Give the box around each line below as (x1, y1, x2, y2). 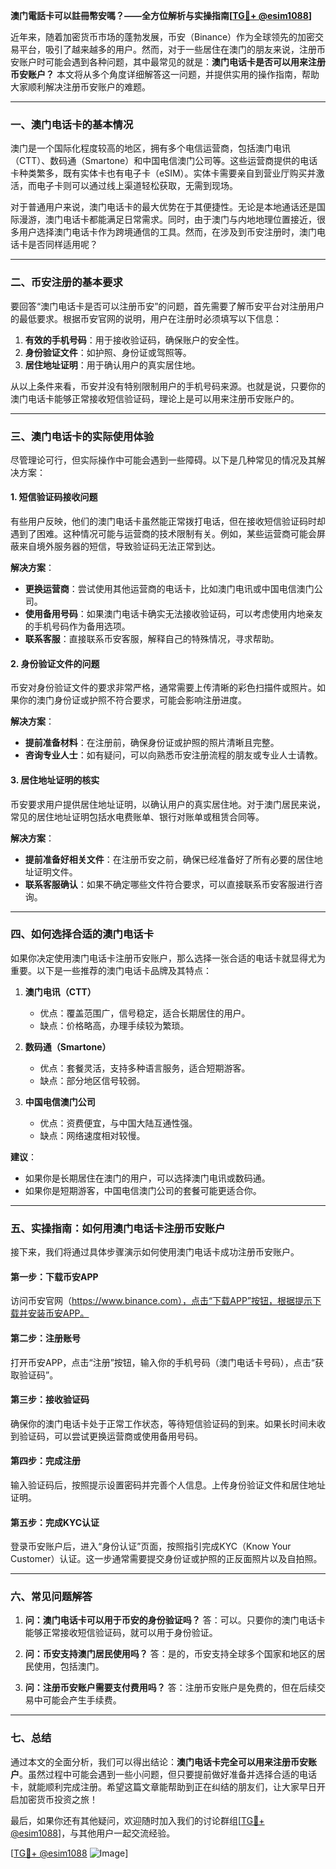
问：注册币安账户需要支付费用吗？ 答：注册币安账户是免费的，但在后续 (24, 1682, 317, 1694)
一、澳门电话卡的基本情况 (10, 117, 134, 131)
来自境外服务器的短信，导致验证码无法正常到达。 (18, 540, 221, 553)
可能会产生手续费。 (42, 1694, 122, 1706)
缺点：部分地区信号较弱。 (39, 1074, 146, 1086)
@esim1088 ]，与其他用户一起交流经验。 (10, 1827, 176, 1839)
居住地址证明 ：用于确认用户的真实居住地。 (24, 359, 201, 371)
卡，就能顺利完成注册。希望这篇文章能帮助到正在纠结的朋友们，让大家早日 (10, 1780, 317, 1793)
